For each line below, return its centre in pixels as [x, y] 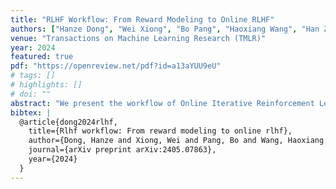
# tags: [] [33, 76]
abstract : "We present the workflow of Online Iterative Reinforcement [162, 103]
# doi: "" [31, 94]
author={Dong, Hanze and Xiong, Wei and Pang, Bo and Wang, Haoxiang [176, 141]
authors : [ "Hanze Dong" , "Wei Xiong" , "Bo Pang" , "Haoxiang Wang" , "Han [165, 29]
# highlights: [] [46, 85]
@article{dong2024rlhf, [68, 122]
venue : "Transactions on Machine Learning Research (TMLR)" [138, 38]
